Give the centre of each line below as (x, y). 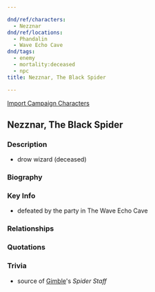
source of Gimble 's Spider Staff (62, 281)
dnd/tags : (21, 52)
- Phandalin (31, 39)
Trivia (17, 266)
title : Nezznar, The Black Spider (57, 77)
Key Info (21, 196)
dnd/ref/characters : (37, 19)
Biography (25, 177)
